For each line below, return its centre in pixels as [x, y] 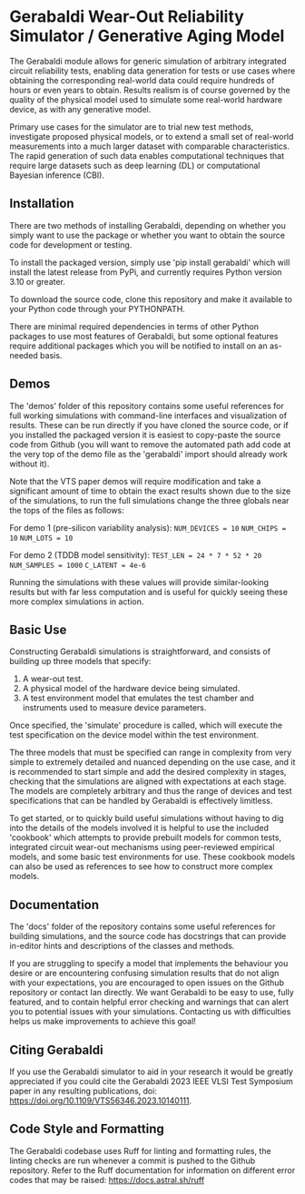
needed [24, 355]
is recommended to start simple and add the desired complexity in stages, [148, 772]
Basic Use [38, 629]
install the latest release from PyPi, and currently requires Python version [146, 272]
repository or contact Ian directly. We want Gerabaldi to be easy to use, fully [152, 993]
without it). [30, 464]
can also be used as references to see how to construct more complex [142, 866]
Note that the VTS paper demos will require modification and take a [135, 481]
